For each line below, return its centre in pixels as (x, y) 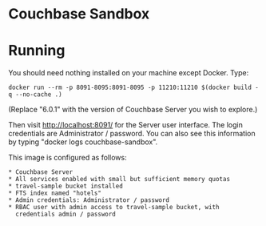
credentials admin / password (66, 214)
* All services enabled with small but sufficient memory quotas (119, 180)
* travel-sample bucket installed (66, 186)
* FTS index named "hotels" (55, 193)
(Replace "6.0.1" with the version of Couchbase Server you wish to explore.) (133, 110)
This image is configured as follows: (67, 158)
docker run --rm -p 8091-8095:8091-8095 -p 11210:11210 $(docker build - (134, 88)
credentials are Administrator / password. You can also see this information (132, 134)
